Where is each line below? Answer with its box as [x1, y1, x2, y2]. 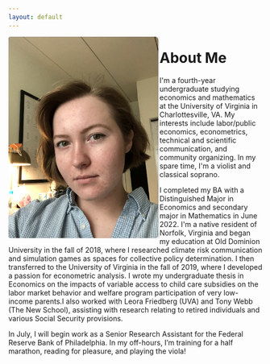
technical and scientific [160, 135, 237, 145]
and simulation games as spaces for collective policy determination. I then [8, 254, 255, 263]
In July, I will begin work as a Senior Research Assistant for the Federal [8, 329, 243, 338]
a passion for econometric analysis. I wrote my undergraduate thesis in [8, 271, 244, 280]
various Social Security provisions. [8, 313, 123, 323]
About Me [160, 48, 227, 67]
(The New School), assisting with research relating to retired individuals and [8, 304, 260, 314]
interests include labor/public [160, 118, 256, 128]
